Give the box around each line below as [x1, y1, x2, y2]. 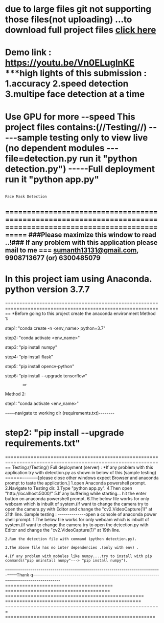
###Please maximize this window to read [28, 230, 157, 239]
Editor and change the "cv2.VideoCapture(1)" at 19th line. [5, 527, 120, 533]
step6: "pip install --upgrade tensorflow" [5, 372, 87, 379]
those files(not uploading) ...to [5, 14, 132, 25]
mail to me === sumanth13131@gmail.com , [5, 246, 139, 254]
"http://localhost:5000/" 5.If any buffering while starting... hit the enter [5, 490, 147, 496]
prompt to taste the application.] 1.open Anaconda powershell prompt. [5, 480, 146, 486]
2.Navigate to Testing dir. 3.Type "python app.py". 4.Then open [5, 485, 133, 491]
